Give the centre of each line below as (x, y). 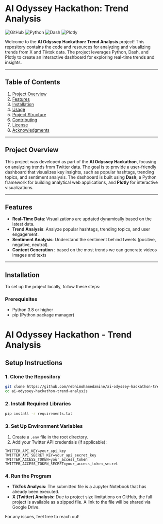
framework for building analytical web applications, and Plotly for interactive (81, 182)
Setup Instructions (34, 363)
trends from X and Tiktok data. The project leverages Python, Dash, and (77, 52)
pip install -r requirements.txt (39, 414)
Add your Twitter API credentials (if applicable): (59, 442)
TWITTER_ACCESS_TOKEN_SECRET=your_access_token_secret (62, 464)
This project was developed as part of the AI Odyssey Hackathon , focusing (81, 161)
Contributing (24, 120)
